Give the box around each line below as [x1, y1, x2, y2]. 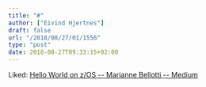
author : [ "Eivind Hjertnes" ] [8, 19, 105, 27]
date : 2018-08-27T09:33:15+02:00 [8, 48, 119, 56]
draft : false [8, 26, 51, 34]
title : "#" [8, 11, 44, 20]
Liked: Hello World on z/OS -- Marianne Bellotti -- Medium [8, 70, 198, 79]
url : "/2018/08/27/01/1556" [8, 33, 101, 42]
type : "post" [8, 41, 51, 49]
